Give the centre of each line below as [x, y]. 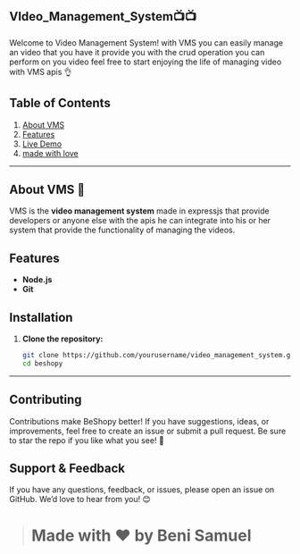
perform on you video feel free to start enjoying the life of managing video [146, 62]
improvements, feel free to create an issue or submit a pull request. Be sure [148, 431]
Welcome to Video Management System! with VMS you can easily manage [146, 42]
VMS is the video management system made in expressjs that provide [139, 211]
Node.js [37, 280]
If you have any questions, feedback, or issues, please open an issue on [142, 490]
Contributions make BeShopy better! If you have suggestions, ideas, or [139, 421]
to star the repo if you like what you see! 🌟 [87, 440]
